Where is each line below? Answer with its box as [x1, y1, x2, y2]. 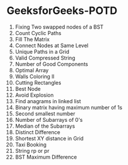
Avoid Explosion [15, 92, 54, 99]
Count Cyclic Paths [15, 29, 62, 36]
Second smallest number [15, 110, 75, 117]
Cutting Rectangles [15, 79, 61, 86]
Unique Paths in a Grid [15, 48, 70, 55]
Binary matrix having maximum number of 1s [15, 104, 123, 111]
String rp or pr [15, 147, 50, 154]
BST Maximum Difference [15, 153, 77, 160]
